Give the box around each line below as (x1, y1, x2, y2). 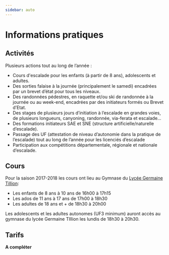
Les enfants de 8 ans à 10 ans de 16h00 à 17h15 (12, 190, 111, 197)
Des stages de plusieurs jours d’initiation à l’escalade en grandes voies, (12, 109, 161, 116)
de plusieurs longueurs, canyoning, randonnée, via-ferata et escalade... (12, 115, 161, 121)
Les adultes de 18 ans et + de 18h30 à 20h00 (12, 201, 106, 207)
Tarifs (5, 230, 24, 239)
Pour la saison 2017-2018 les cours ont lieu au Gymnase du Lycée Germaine (5, 175, 163, 181)
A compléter (5, 244, 32, 250)
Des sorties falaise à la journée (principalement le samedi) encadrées (12, 83, 157, 89)
